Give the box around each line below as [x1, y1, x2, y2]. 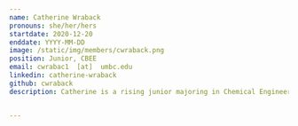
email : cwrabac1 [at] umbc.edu [9, 63, 133, 72]
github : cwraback [9, 79, 74, 88]
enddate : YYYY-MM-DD [9, 37, 86, 47]
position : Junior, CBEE [9, 54, 98, 63]
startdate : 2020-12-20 [9, 29, 93, 38]
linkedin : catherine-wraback [9, 71, 117, 80]
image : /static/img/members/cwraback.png [9, 46, 165, 55]
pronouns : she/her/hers [9, 21, 98, 30]
